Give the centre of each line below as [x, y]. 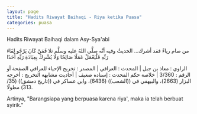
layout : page [23, 12]
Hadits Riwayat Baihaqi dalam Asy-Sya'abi [58, 40]
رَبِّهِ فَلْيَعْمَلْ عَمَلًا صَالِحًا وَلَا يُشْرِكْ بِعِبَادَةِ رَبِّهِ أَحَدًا [58, 57]
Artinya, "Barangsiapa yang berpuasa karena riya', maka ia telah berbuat [95, 99]
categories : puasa [29, 22]
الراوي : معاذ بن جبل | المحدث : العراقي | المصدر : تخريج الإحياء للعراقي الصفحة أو [97, 69]
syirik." [15, 105]
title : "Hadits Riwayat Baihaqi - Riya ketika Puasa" [75, 17]
